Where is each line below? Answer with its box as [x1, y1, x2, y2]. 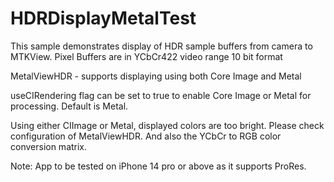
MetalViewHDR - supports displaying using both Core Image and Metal [10, 70, 302, 82]
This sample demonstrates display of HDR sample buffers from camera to [10, 40, 313, 52]
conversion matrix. [10, 140, 88, 152]
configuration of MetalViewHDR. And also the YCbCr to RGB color [10, 130, 282, 142]
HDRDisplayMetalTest [10, 7, 197, 30]
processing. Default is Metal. [10, 100, 129, 112]
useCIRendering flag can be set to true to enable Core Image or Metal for [10, 89, 312, 101]
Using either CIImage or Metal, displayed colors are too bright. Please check [10, 119, 325, 131]
